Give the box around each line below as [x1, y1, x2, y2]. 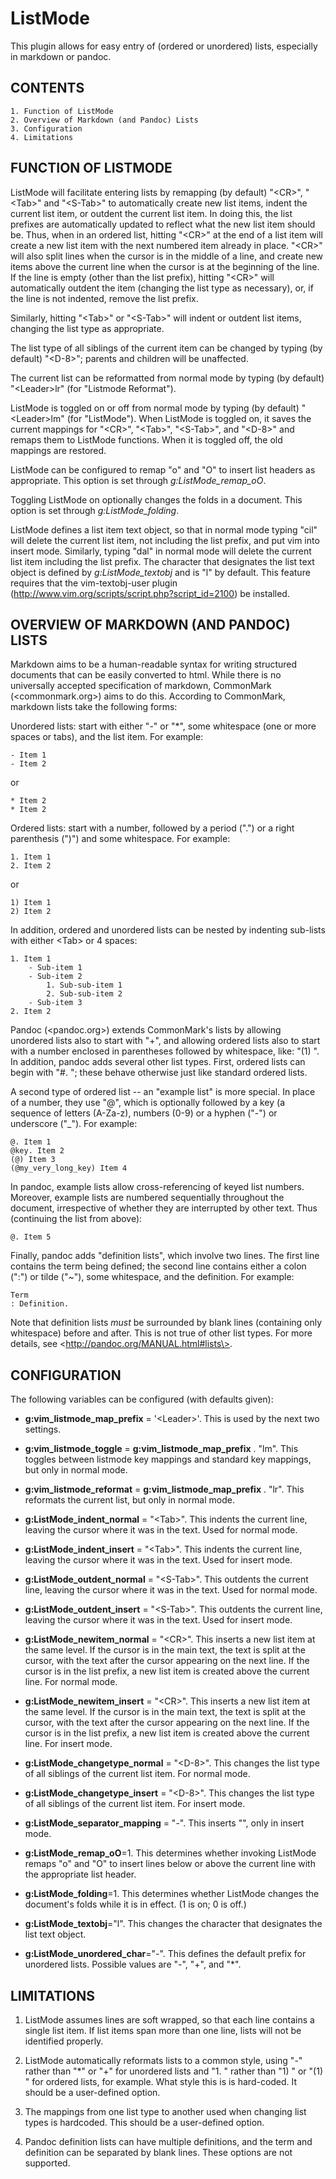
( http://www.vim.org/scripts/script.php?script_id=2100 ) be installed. [10, 587, 290, 599]
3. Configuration [10, 123, 83, 134]
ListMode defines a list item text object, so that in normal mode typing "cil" [10, 523, 318, 536]
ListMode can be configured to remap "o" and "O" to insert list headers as [10, 463, 316, 476]
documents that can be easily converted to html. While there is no [10, 669, 282, 681]
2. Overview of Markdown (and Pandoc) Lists [10, 115, 199, 125]
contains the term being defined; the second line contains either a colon [10, 1260, 307, 1272]
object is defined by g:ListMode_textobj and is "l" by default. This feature [10, 566, 311, 578]
